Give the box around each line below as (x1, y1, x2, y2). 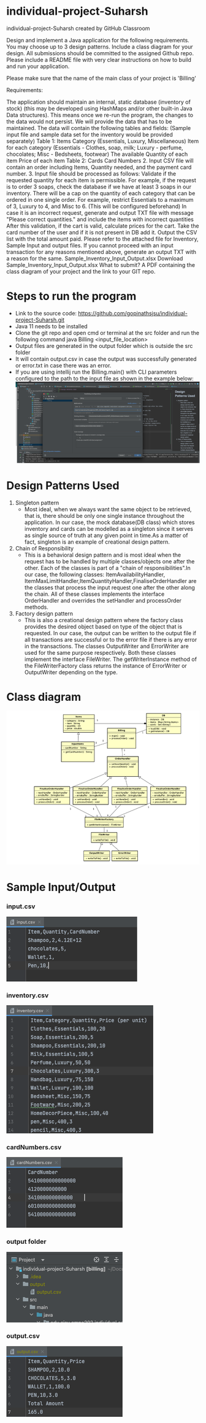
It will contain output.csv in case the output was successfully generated (15, 355, 197, 363)
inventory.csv (6, 991, 49, 1000)
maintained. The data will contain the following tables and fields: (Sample (6, 124, 191, 131)
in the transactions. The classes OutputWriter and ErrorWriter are (24, 642, 189, 650)
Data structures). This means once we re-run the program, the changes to (6, 111, 194, 118)
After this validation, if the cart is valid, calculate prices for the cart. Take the (6, 222, 199, 229)
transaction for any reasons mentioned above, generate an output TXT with (6, 248, 197, 255)
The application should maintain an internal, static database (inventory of (6, 98, 191, 106)
